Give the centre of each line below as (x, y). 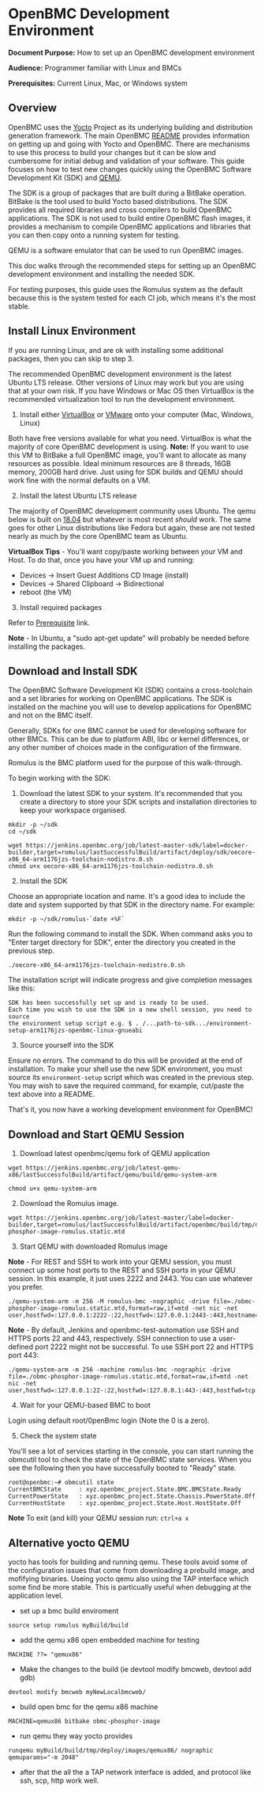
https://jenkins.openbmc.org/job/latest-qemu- (103, 1168)
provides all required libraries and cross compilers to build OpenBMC (120, 210)
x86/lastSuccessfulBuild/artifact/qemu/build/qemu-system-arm (112, 1175)
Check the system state (58, 1436)
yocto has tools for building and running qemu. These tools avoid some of (128, 1562)
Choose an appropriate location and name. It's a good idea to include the (127, 896)
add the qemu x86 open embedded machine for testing (109, 1640)
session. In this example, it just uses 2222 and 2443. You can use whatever (131, 1279)
